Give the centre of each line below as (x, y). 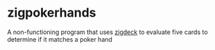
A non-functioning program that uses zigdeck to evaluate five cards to (108, 32)
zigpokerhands (52, 13)
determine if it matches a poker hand (60, 39)
